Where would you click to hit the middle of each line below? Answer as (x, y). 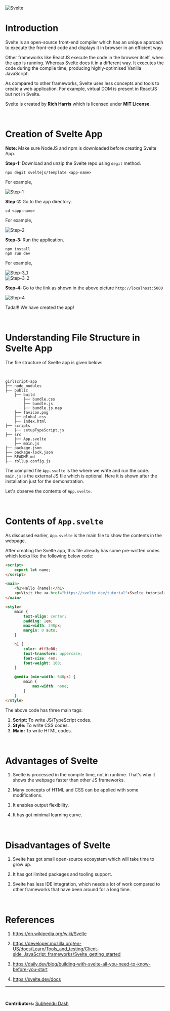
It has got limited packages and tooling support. (62, 874)
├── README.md (20, 457)
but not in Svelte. (23, 94)
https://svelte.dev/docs (37, 979)
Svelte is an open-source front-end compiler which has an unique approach (84, 42)
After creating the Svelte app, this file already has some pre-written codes (82, 550)
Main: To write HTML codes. (42, 730)
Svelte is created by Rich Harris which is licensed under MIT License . (78, 104)
